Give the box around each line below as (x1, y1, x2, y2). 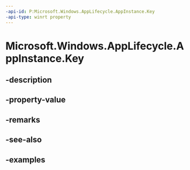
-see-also (5, 135, 42, 145)
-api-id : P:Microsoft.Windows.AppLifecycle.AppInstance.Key (5, 8, 156, 15)
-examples (5, 155, 46, 165)
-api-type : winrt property (5, 14, 71, 20)
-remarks (5, 115, 40, 125)
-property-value (5, 95, 66, 105)
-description (5, 75, 52, 85)
